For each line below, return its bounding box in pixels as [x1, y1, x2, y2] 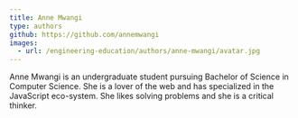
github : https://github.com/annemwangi [9, 30, 160, 39]
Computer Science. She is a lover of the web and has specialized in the [9, 81, 275, 92]
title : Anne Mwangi [9, 13, 83, 23]
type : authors [9, 22, 63, 31]
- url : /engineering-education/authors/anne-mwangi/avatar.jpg [17, 47, 260, 56]
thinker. [9, 100, 38, 111]
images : [9, 38, 39, 48]
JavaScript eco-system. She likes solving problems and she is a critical [9, 91, 274, 102]
